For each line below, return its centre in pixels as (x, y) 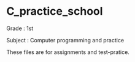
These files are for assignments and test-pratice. (68, 52)
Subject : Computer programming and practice (65, 40)
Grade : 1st (20, 28)
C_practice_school (55, 11)
